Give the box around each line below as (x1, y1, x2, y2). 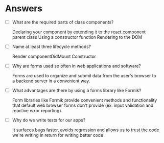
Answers (5, 3, 43, 14)
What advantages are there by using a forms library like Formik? (12, 88, 141, 94)
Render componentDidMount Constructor (12, 53, 96, 59)
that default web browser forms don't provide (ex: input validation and (12, 102, 154, 108)
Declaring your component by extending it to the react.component (12, 29, 146, 35)
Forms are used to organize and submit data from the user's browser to (12, 73, 157, 79)
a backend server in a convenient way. (12, 78, 91, 84)
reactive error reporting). (12, 108, 63, 114)
